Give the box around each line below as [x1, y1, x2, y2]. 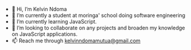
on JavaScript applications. [11, 31, 78, 38]
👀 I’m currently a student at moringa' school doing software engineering [11, 12, 186, 19]
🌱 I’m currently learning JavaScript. [11, 18, 97, 25]
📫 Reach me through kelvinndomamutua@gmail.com [11, 37, 141, 44]
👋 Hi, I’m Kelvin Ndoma [11, 6, 67, 12]
